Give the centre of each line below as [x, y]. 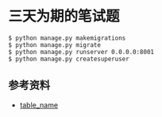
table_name [39, 105]
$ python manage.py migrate [55, 45]
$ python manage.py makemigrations [67, 38]
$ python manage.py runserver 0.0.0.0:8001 [81, 52]
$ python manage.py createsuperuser [69, 59]
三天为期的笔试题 [64, 16]
